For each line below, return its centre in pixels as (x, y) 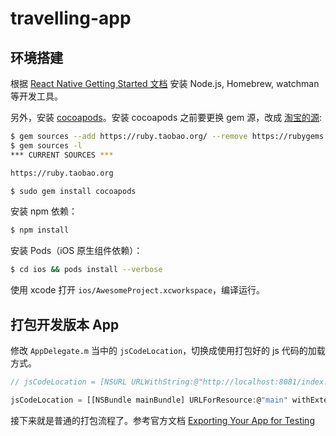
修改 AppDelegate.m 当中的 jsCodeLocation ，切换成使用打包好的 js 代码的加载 (168, 350)
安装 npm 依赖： (44, 211)
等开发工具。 (36, 96)
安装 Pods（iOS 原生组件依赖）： (76, 251)
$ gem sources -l (46, 145)
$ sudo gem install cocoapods (73, 191)
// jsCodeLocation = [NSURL (69, 382)
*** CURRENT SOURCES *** (62, 155)
